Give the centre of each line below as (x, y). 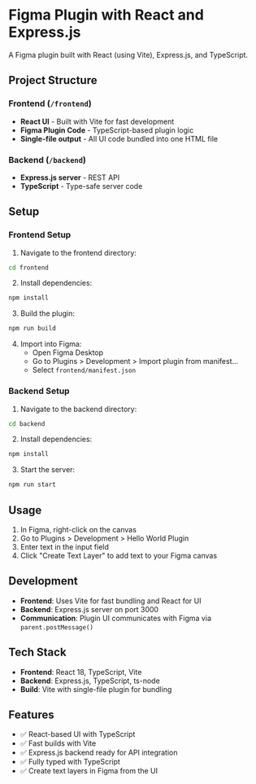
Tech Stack (37, 653)
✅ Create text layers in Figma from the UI (89, 771)
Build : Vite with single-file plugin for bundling (96, 689)
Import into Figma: (51, 344)
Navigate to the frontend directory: (78, 252)
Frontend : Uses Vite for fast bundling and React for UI (111, 601)
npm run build (33, 328)
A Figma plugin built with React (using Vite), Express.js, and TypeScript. (128, 55)
